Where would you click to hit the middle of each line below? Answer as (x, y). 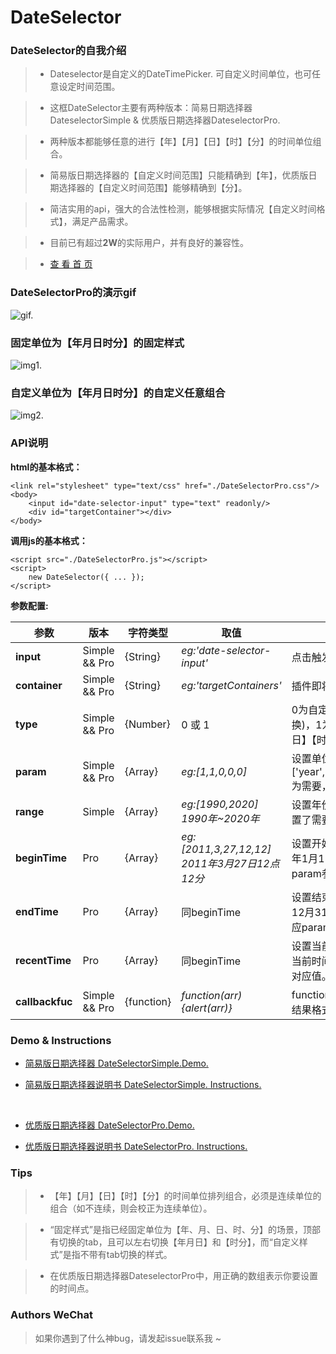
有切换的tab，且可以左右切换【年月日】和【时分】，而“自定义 (174, 1242)
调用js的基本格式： (49, 540)
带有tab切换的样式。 (130, 1255)
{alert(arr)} (207, 1008)
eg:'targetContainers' (231, 685)
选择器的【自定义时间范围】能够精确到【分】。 (153, 188)
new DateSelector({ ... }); (86, 577)
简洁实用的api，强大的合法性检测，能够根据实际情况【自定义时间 (183, 209)
